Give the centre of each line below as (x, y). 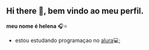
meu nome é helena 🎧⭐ (37, 26)
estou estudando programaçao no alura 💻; (68, 40)
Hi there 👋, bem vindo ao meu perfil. (75, 11)
